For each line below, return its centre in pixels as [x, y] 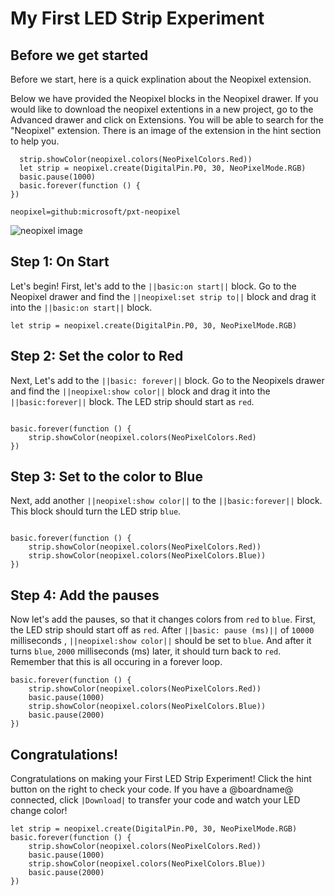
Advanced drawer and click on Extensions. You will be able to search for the [167, 120]
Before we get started [79, 55]
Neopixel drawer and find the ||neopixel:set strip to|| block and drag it [163, 296]
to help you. [35, 141]
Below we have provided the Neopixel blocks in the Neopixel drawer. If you [164, 98]
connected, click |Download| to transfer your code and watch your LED [155, 800]
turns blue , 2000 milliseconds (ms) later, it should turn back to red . [146, 651]
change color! [39, 811]
